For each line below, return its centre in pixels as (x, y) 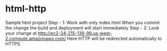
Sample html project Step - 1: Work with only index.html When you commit (82, 22)
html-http (26, 9)
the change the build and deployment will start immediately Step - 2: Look (82, 27)
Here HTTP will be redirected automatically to (114, 38)
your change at (21, 33)
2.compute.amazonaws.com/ (36, 38)
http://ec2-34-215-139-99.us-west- (75, 33)
